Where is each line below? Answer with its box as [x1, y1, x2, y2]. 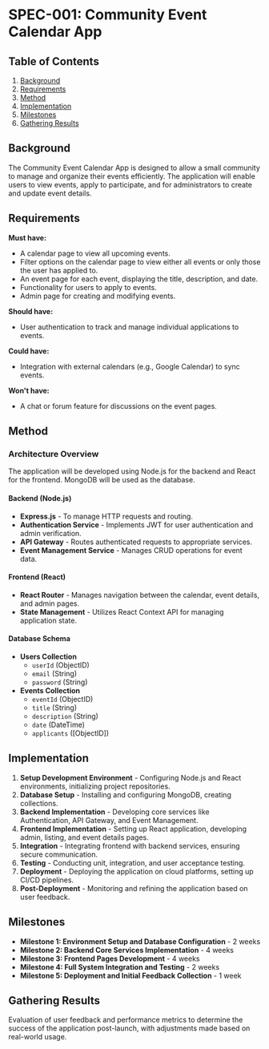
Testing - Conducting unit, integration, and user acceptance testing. [19, 857, 246, 867]
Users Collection [19, 652, 78, 661]
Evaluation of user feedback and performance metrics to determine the [8, 1015, 243, 1025]
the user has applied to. [19, 265, 98, 275]
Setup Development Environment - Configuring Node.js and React [19, 773, 242, 782]
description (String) [31, 711, 98, 720]
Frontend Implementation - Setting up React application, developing [19, 824, 247, 833]
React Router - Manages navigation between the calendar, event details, [19, 590, 260, 599]
